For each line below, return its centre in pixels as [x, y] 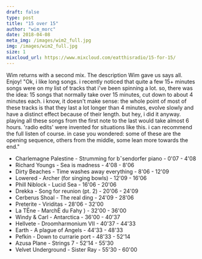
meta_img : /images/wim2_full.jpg [49, 40]
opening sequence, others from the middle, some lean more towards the [97, 140]
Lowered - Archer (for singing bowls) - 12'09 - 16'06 [81, 178]
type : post [20, 18]
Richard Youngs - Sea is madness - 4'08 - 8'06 [74, 165]
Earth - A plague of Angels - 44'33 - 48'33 [69, 230]
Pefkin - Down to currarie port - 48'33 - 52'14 [73, 236]
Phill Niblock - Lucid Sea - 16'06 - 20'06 [66, 184]
